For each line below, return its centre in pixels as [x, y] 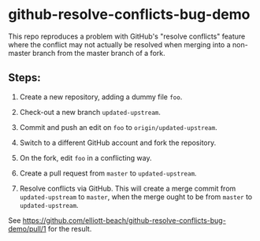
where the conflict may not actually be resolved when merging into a [119, 44]
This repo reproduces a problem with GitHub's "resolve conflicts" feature [127, 36]
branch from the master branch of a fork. [99, 53]
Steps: [24, 78]
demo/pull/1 [27, 228]
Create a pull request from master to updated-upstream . [108, 173]
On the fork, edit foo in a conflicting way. [85, 158]
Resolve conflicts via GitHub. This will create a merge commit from [128, 188]
